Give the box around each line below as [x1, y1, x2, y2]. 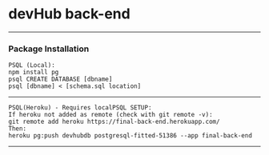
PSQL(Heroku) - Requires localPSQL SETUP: [8, 104, 152, 112]
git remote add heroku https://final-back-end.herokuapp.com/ [8, 117, 220, 126]
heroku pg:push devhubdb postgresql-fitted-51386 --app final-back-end [8, 132, 252, 140]
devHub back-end [8, 5, 130, 23]
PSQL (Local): [8, 62, 56, 70]
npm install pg [8, 69, 59, 77]
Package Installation [8, 43, 90, 54]
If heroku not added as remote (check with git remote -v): [8, 111, 214, 119]
